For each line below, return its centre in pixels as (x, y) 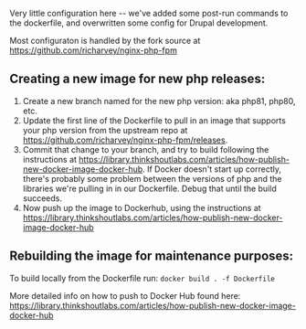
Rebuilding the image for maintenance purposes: (152, 256)
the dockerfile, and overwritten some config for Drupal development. (139, 23)
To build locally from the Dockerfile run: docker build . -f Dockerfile (142, 278)
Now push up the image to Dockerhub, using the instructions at (142, 207)
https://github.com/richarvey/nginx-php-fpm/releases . (125, 140)
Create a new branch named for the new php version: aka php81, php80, (159, 101)
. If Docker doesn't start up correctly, (212, 169)
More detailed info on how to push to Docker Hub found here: (125, 295)
